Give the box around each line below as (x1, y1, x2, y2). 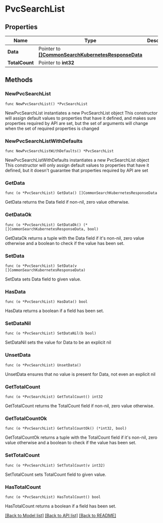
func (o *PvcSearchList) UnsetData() (5, 363, 81, 367)
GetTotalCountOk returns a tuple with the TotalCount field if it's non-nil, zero (5, 435, 158, 440)
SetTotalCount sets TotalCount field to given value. (5, 471, 107, 477)
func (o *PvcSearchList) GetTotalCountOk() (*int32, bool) (5, 426, 127, 431)
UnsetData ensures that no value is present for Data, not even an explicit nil (5, 371, 156, 377)
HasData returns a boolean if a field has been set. (5, 308, 104, 314)
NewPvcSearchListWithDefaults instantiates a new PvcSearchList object (5, 157, 149, 163)
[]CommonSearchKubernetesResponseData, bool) (5, 227, 98, 231)
